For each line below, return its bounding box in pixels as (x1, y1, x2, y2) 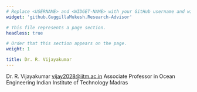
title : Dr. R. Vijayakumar (6, 57, 72, 63)
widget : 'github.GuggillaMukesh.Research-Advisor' (6, 14, 133, 20)
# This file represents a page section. (6, 25, 107, 30)
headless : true (6, 30, 43, 36)
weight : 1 (6, 46, 30, 52)
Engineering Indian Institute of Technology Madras (6, 79, 128, 86)
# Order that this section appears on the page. (6, 40, 127, 47)
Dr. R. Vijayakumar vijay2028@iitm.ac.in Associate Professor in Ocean (6, 73, 175, 80)
